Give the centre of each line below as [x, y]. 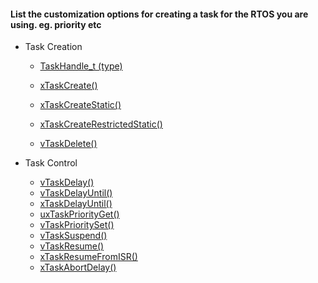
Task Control [51, 163]
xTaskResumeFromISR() [88, 257]
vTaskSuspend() [73, 236]
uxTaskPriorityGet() [79, 214]
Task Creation [53, 47]
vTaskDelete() [68, 144]
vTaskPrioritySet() [77, 225]
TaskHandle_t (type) [81, 66]
